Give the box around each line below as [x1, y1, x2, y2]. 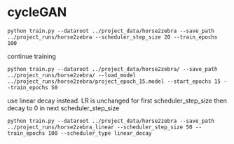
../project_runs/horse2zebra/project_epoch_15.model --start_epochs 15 [7, 78, 221, 85]
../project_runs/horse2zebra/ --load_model [7, 72, 137, 79]
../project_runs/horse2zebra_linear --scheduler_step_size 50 [7, 124, 193, 131]
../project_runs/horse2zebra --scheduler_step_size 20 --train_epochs [7, 33, 218, 41]
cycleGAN [7, 4, 67, 20]
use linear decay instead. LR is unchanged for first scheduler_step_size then [7, 96, 228, 105]
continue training [7, 52, 56, 60]
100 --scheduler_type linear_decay [48, 129, 152, 137]
